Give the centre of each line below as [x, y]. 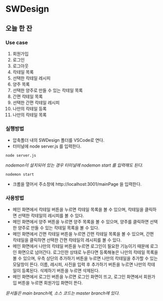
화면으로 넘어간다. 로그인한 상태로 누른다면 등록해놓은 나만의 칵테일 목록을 [88, 252]
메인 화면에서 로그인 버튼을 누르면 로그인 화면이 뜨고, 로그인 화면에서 [77, 277]
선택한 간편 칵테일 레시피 [36, 102]
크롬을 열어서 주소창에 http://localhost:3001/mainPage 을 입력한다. [77, 184]
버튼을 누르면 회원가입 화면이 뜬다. [50, 283]
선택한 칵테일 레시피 [31, 78]
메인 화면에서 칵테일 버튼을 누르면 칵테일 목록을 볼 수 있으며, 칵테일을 [78, 210]
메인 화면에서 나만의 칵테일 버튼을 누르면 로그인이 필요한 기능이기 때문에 [81, 246]
